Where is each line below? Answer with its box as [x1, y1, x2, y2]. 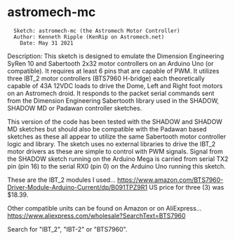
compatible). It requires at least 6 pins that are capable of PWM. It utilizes [7, 66, 220, 75]
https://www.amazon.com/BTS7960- [116, 176, 224, 184]
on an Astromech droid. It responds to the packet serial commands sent [7, 89, 215, 97]
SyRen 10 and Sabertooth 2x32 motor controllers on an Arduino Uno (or [7, 59, 214, 67]
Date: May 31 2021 [20, 39, 74, 46]
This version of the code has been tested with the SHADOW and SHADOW [7, 117, 223, 126]
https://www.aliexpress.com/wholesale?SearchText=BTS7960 [7, 211, 186, 220]
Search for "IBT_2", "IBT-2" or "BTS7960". [7, 225, 128, 233]
